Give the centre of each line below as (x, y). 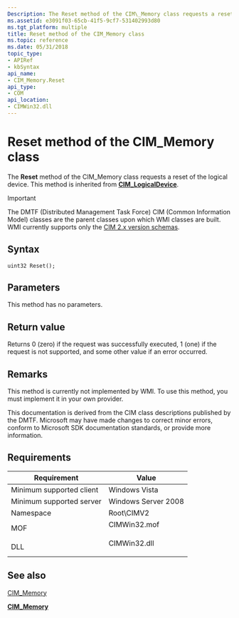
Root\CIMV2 (129, 513)
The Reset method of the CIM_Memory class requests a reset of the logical (117, 177)
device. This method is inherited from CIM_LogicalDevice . (93, 184)
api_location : (28, 100)
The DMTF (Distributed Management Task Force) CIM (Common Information (119, 211)
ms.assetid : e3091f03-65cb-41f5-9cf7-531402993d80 (84, 21)
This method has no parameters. (55, 305)
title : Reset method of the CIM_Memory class (76, 34)
